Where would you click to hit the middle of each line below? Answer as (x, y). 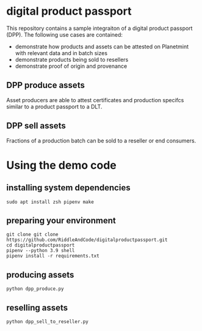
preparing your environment (61, 221)
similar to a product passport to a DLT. (54, 106)
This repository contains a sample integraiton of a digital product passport (99, 28)
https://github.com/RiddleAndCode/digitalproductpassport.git (87, 240)
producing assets (40, 274)
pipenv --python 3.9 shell (41, 251)
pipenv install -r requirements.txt (53, 256)
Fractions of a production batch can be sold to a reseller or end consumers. (101, 140)
